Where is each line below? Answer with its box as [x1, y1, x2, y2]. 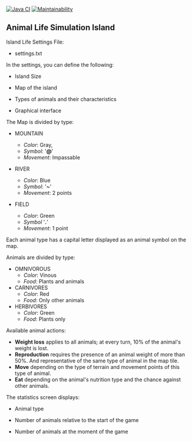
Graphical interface [14, 107, 62, 114]
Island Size [14, 73, 42, 80]
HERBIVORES [14, 303, 47, 310]
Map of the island [14, 84, 58, 91]
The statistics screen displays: [6, 393, 80, 401]
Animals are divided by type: [6, 254, 75, 261]
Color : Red [23, 290, 49, 298]
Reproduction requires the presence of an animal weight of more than [14, 351, 186, 358]
